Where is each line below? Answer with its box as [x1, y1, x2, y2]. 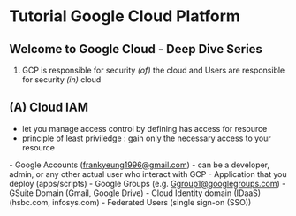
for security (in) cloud [21, 74, 102, 85]
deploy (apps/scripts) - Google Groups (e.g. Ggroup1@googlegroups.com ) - [9, 178, 286, 189]
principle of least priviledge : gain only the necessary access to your [21, 133, 271, 143]
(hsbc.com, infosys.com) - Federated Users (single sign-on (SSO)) [9, 197, 252, 207]
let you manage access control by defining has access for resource [21, 123, 268, 134]
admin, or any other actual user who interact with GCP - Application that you [9, 168, 287, 179]
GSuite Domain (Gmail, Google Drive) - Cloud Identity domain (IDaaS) [9, 188, 262, 198]
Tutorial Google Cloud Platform [9, 6, 241, 27]
